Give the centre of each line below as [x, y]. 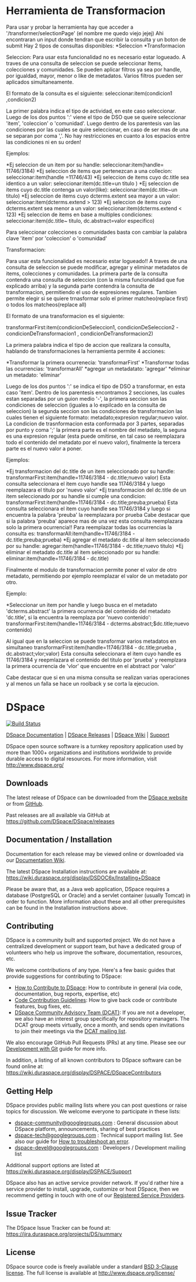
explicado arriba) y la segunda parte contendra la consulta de [80, 286]
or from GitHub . [25, 803]
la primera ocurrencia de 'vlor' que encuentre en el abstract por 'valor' [91, 666]
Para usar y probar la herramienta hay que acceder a [70, 27]
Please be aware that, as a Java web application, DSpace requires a [88, 889]
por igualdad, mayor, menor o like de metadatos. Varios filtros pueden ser [94, 76]
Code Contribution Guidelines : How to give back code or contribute [96, 1000]
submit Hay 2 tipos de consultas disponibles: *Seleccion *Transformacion [96, 46]
